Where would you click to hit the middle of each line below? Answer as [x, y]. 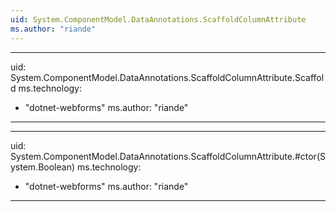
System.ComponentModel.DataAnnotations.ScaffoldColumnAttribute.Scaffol [167, 77]
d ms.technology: [46, 88]
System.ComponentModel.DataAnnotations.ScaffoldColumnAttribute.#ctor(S [168, 156]
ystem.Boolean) [43, 167]
